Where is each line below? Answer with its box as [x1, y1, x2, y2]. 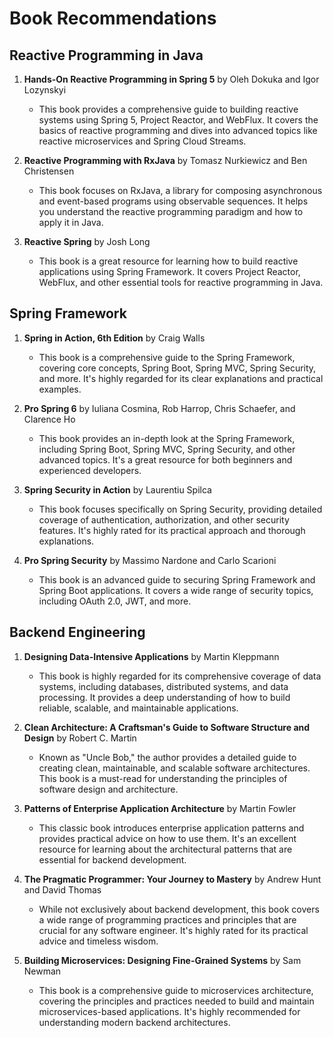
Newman [23, 965, 62, 977]
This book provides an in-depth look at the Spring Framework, [38, 432, 296, 444]
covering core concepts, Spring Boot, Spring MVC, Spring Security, [38, 362, 317, 374]
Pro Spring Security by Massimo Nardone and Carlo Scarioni [23, 554, 277, 566]
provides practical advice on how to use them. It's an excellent [38, 832, 297, 844]
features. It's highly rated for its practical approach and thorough [38, 524, 306, 536]
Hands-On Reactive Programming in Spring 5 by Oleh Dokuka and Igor [23, 73, 320, 85]
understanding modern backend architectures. [38, 1016, 231, 1028]
